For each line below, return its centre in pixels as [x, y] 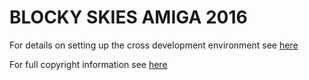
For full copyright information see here [88, 64]
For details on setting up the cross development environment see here [154, 45]
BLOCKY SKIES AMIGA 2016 [128, 17]
